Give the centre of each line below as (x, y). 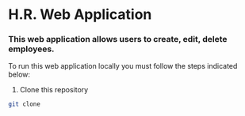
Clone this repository (54, 90)
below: (19, 75)
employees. (31, 49)
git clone (25, 104)
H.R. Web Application (80, 15)
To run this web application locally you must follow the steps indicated (123, 66)
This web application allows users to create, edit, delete (118, 39)
